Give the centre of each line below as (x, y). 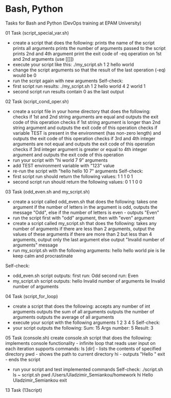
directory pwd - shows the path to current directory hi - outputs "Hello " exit (85, 354)
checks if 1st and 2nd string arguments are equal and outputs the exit (86, 117)
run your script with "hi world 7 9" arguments (60, 160)
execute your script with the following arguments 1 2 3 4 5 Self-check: (87, 322)
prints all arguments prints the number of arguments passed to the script (89, 48)
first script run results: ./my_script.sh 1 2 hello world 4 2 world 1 (79, 86)
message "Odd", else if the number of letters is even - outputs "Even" (86, 212)
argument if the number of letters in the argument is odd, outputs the (85, 207)
